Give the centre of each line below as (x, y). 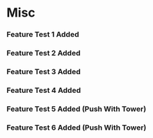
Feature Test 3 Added (43, 71)
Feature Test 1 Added (43, 35)
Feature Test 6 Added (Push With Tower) (76, 128)
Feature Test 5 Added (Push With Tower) (76, 109)
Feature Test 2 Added (43, 53)
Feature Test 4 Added (44, 90)
